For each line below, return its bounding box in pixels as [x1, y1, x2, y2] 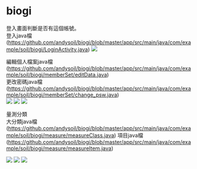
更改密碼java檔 [6, 78, 43, 85]
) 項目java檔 [114, 132, 143, 139]
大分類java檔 [6, 118, 38, 125]
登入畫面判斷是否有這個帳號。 [6, 24, 79, 32]
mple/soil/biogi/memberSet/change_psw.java [6, 91, 118, 98]
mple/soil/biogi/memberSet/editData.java [6, 71, 107, 78]
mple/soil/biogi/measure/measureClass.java [6, 132, 115, 139]
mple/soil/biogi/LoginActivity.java [6, 46, 88, 53]
